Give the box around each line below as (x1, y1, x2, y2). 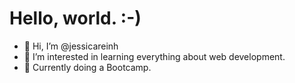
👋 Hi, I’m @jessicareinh (23, 40, 119, 52)
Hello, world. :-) (9, 7, 142, 30)
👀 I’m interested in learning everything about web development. (23, 50, 286, 62)
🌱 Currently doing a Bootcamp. (23, 61, 152, 73)
